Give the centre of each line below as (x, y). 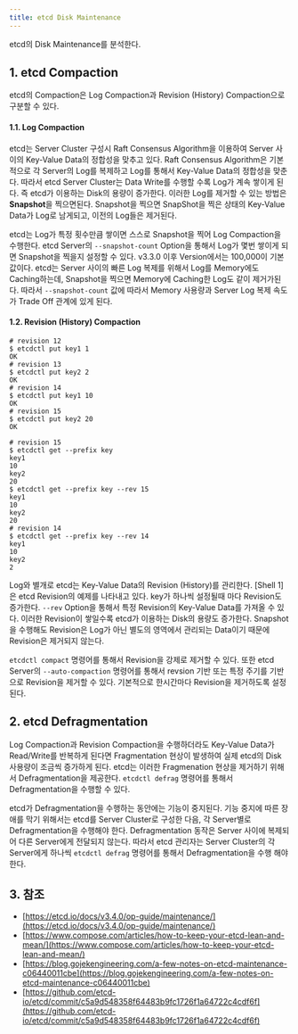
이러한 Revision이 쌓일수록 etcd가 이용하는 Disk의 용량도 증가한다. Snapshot (155, 618)
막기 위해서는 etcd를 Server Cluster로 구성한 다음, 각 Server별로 (138, 819)
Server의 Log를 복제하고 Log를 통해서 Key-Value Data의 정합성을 (157, 170)
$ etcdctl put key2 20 (51, 419)
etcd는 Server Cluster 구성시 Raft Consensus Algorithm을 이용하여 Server (141, 148)
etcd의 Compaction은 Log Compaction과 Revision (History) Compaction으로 (147, 95)
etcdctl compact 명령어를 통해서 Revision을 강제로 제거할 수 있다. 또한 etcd (142, 659)
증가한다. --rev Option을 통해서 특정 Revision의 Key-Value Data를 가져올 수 (142, 607)
